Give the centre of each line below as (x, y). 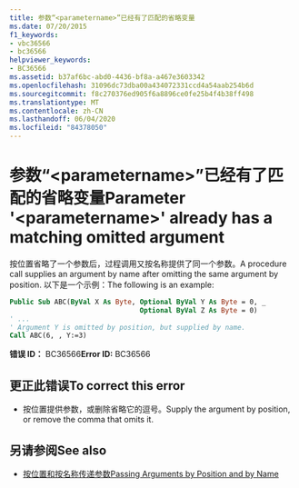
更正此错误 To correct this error (97, 386)
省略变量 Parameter (114, 199)
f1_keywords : (34, 35)
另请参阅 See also (58, 450)
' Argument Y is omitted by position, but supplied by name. (128, 327)
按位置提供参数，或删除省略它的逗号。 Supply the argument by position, (156, 409)
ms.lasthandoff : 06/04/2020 (63, 119)
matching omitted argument (117, 238)
